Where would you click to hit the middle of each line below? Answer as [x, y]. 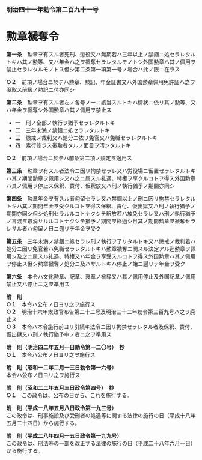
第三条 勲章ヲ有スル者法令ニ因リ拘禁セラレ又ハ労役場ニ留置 [83, 171]
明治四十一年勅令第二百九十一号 [53, 9]
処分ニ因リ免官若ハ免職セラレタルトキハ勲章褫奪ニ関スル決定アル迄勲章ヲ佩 [101, 249]
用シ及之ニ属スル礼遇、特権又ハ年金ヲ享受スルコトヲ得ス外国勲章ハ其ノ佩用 [101, 256]
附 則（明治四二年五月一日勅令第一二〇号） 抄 [66, 347]
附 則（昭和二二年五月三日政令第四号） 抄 [60, 387]
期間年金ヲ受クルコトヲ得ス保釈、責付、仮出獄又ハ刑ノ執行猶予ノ [114, 206]
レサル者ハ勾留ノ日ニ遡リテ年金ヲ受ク [54, 228]
